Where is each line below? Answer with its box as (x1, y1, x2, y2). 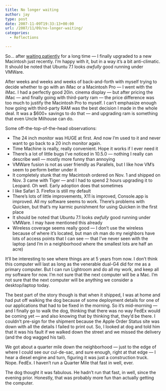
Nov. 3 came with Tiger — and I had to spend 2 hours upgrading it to (12, 177, 153, 183)
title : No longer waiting (5, 7, 58, 12)
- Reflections (9, 35, 39, 40)
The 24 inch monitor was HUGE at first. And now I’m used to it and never (12, 135, 161, 141)
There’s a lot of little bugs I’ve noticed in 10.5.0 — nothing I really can (12, 150, 153, 157)
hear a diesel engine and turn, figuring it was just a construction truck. (5, 354, 149, 360)
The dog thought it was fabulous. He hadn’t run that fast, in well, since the (5, 369, 156, 375)
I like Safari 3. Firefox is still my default (12, 188, 91, 194)
